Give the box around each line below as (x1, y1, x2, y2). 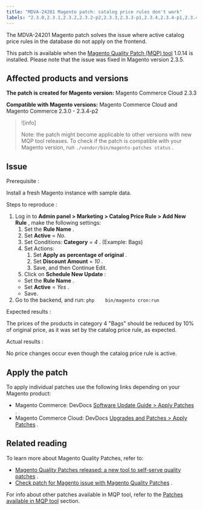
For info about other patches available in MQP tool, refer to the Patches (6, 491, 183, 498)
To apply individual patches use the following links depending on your (6, 383, 180, 391)
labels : (6, 15, 26, 21)
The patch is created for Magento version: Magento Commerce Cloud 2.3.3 (6, 89, 197, 97)
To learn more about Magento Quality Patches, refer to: (6, 454, 144, 462)
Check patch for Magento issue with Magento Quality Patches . (14, 479, 173, 486)
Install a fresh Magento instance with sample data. (6, 189, 132, 197)
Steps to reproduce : (6, 201, 57, 208)
